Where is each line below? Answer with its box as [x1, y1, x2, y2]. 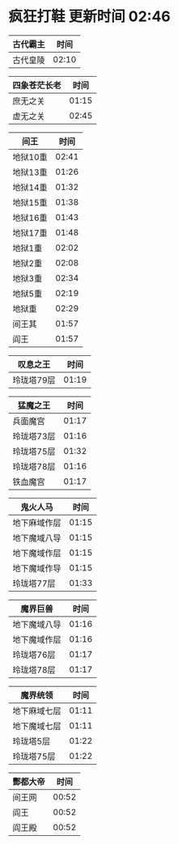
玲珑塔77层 [12, 578, 56, 589]
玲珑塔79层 [12, 374, 56, 385]
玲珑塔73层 [12, 430, 56, 442]
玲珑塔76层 [12, 649, 56, 660]
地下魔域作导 [12, 562, 62, 574]
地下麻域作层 [12, 517, 62, 528]
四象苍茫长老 [12, 79, 62, 91]
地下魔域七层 [12, 720, 62, 732]
